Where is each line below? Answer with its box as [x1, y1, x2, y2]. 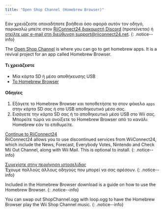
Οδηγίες [5, 90, 23, 96]
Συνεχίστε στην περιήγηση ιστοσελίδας [5, 162, 87, 168]
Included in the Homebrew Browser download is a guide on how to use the [5, 182, 156, 187]
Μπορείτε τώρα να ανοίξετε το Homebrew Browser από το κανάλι [12, 117, 148, 122]
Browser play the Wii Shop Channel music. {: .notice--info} [5, 202, 124, 208]
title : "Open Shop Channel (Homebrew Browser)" [5, 7, 105, 12]
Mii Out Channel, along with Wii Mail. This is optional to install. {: [5, 147, 135, 153]
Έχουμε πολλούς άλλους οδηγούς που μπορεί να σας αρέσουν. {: [5, 167, 140, 173]
